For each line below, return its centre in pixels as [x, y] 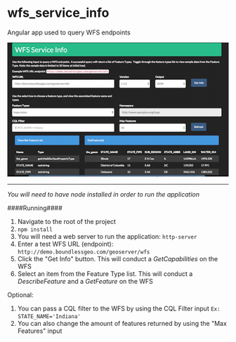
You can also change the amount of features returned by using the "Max [122, 323]
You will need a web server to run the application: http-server [107, 236]
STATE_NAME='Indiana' [49, 316]
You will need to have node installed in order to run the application [104, 194]
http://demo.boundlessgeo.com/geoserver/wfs [84, 252]
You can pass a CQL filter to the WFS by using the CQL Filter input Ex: [119, 308]
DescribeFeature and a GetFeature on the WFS [85, 281]
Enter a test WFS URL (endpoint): [65, 244]
